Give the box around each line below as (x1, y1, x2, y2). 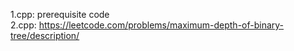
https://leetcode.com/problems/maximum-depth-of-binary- (38, 19, 285, 31)
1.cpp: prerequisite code (10, 9, 110, 20)
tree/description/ (10, 30, 80, 41)
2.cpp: (10, 19, 37, 31)
